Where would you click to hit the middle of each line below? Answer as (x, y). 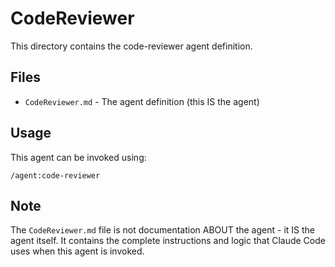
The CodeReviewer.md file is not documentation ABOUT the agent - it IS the (162, 230)
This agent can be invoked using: (78, 157)
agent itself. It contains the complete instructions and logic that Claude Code (168, 241)
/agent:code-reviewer (55, 175)
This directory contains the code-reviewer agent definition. (131, 46)
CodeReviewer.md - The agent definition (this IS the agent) (142, 101)
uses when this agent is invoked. (77, 251)
